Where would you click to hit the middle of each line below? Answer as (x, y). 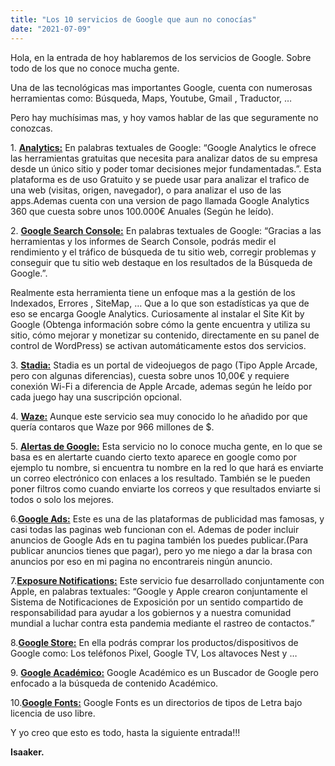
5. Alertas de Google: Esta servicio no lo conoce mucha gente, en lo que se (166, 446)
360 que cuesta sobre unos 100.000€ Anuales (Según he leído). (142, 211)
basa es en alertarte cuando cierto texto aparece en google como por (153, 457)
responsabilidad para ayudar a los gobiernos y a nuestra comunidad (151, 612)
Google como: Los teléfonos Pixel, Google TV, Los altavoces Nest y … (154, 653)
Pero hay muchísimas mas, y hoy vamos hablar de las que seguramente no (164, 117)
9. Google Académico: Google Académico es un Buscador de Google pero (164, 672)
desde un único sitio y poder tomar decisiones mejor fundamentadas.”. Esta (166, 168)
